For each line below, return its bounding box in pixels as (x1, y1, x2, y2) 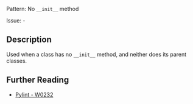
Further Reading (6, 75, 69, 85)
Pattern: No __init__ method (6, 5, 79, 12)
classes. (6, 57, 27, 64)
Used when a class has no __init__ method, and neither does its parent (6, 50, 187, 58)
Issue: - (6, 17, 26, 24)
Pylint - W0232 (15, 91, 54, 98)
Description (6, 35, 52, 45)
